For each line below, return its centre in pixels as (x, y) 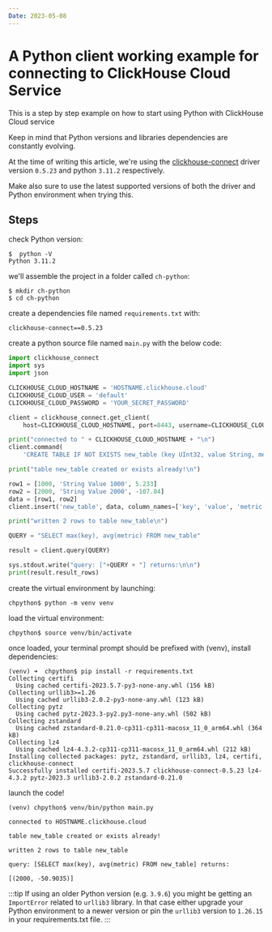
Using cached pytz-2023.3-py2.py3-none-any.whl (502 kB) (114, 714)
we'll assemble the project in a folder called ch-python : (99, 276)
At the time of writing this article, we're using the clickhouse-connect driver (134, 161)
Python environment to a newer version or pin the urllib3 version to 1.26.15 (136, 911)
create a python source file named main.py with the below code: (115, 343)
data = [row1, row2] (43, 499)
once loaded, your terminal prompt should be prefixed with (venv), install (130, 648)
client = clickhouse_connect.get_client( (79, 417)
